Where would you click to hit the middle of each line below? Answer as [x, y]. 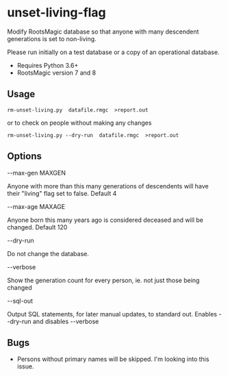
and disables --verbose [66, 321]
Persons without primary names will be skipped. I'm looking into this [113, 359]
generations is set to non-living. [52, 38]
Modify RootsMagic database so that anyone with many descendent [103, 32]
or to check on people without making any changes [79, 123]
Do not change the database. [48, 253]
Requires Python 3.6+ [48, 65]
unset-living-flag [56, 13]
